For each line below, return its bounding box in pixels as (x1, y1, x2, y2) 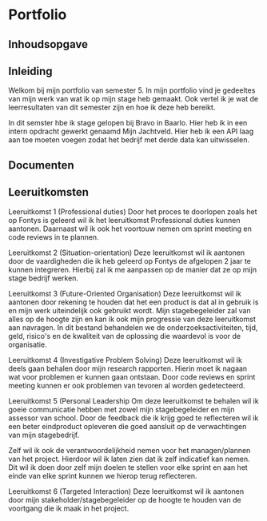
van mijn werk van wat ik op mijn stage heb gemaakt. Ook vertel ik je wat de (8, 94, 258, 104)
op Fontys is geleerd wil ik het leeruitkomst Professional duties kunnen (8, 215, 241, 225)
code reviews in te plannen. (8, 232, 99, 241)
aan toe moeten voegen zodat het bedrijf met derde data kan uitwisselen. (8, 135, 250, 145)
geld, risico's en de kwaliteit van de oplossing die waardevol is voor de (8, 331, 241, 340)
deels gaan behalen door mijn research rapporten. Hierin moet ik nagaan (8, 364, 248, 373)
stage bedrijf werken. (8, 273, 78, 283)
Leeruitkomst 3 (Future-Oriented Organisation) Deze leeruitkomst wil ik (8, 288, 241, 298)
